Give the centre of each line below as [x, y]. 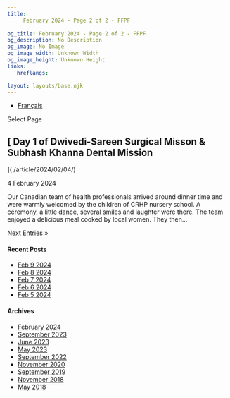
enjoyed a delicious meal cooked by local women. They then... [97, 219]
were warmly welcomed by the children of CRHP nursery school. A [104, 205]
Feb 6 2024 [34, 287]
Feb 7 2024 [34, 280]
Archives [21, 310]
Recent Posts [27, 249]
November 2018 [41, 379]
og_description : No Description [55, 40]
